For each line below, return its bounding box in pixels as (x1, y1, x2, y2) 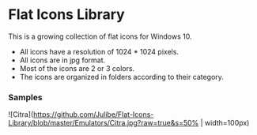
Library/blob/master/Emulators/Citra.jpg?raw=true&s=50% (8, 118, 199, 128)
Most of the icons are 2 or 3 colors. (19, 63, 135, 73)
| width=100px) (200, 118, 250, 128)
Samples (8, 92, 43, 103)
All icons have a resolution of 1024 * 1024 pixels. (19, 47, 180, 56)
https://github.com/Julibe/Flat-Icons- (32, 110, 154, 119)
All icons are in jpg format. (19, 55, 106, 65)
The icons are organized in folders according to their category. (19, 72, 224, 81)
